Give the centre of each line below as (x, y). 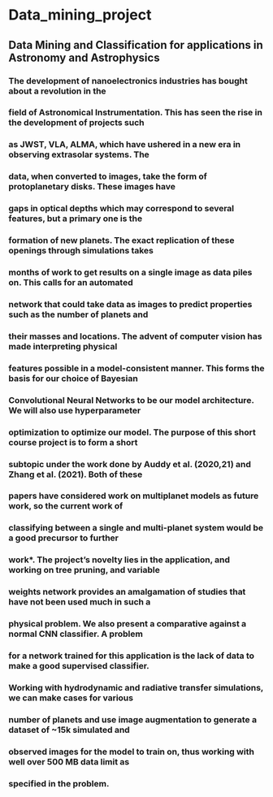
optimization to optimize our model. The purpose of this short (132, 432)
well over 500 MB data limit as (69, 761)
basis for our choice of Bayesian (73, 378)
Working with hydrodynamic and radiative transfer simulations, (136, 688)
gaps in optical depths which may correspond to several (121, 209)
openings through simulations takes (81, 251)
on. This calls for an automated (71, 283)
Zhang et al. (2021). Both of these (76, 474)
